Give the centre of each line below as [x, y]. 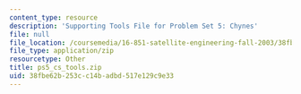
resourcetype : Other [48, 59]
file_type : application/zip [62, 51]
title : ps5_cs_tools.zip [56, 68]
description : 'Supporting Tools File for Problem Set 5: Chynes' [133, 26]
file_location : [38, 43]
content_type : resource [54, 17]
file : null [30, 34]
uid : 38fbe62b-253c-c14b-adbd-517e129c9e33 [92, 76]
